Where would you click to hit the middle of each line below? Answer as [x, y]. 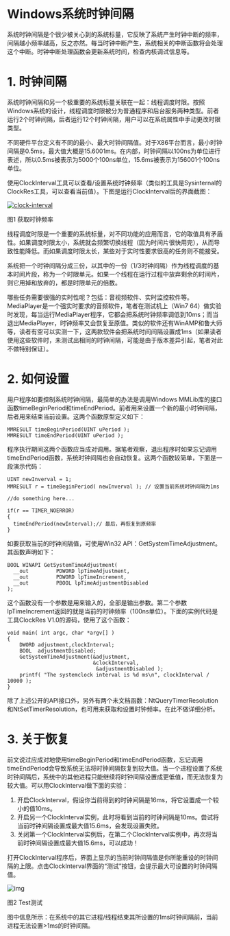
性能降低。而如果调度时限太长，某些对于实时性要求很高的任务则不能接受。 [118, 250]
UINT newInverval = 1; [39, 479]
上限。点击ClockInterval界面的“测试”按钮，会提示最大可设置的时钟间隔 [118, 866]
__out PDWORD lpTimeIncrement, [70, 577]
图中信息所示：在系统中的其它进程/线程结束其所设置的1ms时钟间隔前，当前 [113, 917]
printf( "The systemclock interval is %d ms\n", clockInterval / [115, 675]
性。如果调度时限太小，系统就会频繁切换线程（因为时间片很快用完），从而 [111, 242]
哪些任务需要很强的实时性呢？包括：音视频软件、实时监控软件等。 [100, 297]
